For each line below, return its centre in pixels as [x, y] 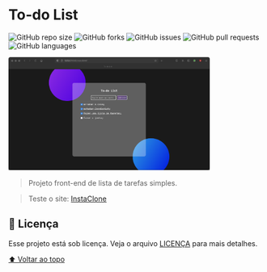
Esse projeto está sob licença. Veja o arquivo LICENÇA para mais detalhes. [133, 243]
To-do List [43, 15]
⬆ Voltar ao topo [37, 259]
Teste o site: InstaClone [67, 199]
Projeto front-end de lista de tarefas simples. [103, 182]
